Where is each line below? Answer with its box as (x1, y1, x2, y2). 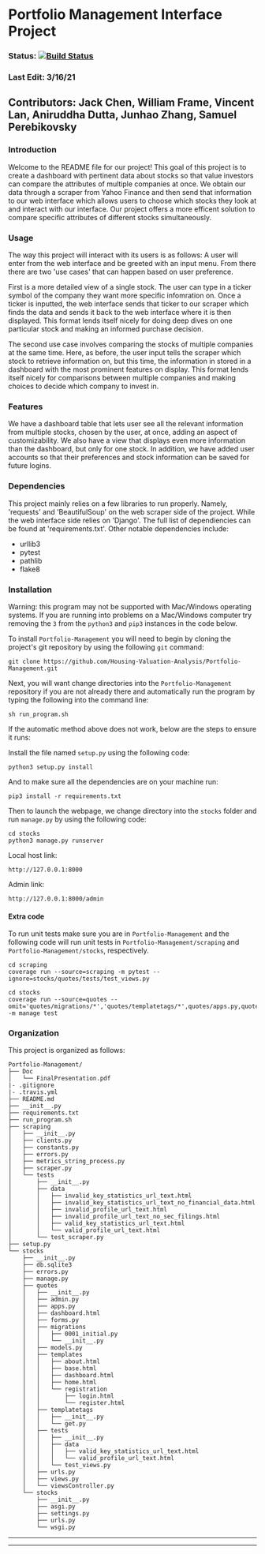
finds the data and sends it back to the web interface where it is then (8, 308, 232, 317)
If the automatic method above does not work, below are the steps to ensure (8, 724, 257, 733)
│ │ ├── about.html (22, 1357, 101, 1366)
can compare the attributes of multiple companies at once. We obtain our (8, 179, 246, 189)
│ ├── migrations (22, 1324, 87, 1331)
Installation (8, 584, 53, 595)
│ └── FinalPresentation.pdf (8, 1075, 111, 1083)
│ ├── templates (22, 1351, 83, 1359)
